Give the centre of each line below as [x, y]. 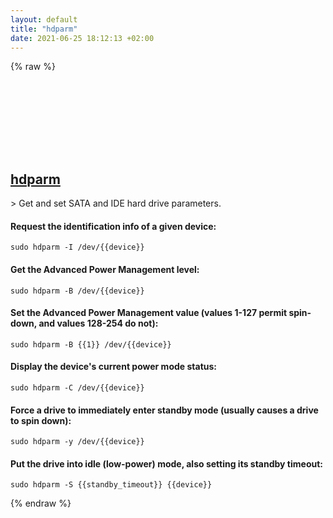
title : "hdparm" [44, 29]
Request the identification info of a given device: [113, 226]
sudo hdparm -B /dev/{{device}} [77, 291]
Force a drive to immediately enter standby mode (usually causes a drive [164, 410]
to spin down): [41, 420]
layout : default [44, 19]
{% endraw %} [41, 503]
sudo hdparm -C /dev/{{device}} [77, 388]
